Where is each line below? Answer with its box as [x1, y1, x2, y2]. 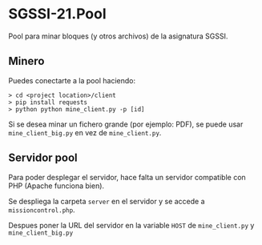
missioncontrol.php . [8, 205, 75, 215]
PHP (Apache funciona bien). [8, 181, 105, 191]
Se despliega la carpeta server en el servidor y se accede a [8, 196, 206, 206]
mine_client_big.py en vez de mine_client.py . [8, 127, 162, 137]
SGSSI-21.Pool [8, 5, 107, 23]
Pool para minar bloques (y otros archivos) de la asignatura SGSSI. [8, 31, 228, 41]
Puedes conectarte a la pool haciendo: [8, 75, 136, 85]
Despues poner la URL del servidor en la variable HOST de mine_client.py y [8, 220, 255, 230]
